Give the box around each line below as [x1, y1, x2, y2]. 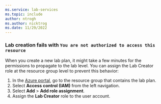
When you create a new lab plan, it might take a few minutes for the [5, 57, 141, 64]
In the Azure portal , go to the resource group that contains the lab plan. [12, 78, 156, 83]
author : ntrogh [5, 16, 36, 21]
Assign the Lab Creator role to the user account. [12, 93, 110, 99]
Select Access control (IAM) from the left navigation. [12, 83, 120, 89]
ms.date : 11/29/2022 [5, 26, 48, 30]
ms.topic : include [5, 12, 43, 17]
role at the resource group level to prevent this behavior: [5, 68, 119, 74]
